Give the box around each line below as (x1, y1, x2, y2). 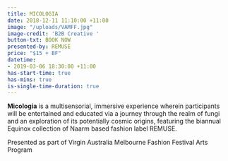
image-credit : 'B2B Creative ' (7, 30, 100, 37)
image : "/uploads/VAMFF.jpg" (7, 23, 93, 30)
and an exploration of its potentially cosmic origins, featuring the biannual (7, 117, 221, 126)
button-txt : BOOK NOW (7, 37, 71, 44)
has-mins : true (7, 76, 52, 83)
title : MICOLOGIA (7, 10, 59, 18)
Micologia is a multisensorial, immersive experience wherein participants (7, 102, 220, 110)
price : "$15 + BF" (7, 50, 61, 57)
